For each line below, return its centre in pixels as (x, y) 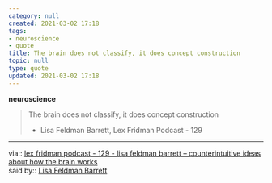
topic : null (28, 61)
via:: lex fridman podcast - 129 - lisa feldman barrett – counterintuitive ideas (135, 153)
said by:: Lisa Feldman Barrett (58, 170)
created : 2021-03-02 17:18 (54, 23)
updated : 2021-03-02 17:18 (54, 76)
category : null (34, 16)
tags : (17, 31)
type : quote (28, 69)
